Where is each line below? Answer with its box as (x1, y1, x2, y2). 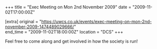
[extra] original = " (5, 19, 42, 24)
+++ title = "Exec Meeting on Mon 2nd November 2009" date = (5, 4, 132, 10)
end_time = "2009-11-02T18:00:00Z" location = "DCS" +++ (5, 29, 124, 34)
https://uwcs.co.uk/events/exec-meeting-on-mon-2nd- (41, 19, 152, 24)
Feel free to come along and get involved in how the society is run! (5, 38, 138, 44)
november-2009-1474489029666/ (5, 24, 74, 30)
